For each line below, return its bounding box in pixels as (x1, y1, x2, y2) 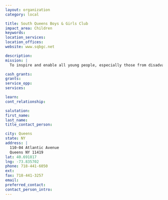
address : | (5, 140, 28, 145)
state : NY (5, 136, 26, 141)
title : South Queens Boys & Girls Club (5, 21, 88, 26)
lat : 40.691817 (5, 154, 37, 159)
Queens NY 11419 (9, 149, 43, 155)
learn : (5, 94, 19, 99)
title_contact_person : (5, 122, 52, 127)
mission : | (5, 58, 28, 63)
